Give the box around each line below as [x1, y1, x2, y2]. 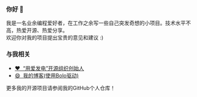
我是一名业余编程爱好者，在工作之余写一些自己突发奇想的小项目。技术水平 [6, 19, 186, 27]
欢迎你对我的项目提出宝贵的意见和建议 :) [6, 34, 104, 41]
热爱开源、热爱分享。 [16, 27, 68, 34]
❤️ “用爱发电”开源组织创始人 [14, 64, 84, 71]
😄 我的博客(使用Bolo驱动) [14, 72, 79, 79]
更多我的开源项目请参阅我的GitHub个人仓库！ [6, 84, 116, 91]
